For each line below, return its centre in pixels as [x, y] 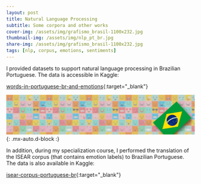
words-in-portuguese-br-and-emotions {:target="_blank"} [77, 86]
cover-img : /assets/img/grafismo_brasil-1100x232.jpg [75, 32]
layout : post [22, 13]
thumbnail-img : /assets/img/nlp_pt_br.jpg [60, 38]
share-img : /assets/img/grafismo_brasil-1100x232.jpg [75, 44]
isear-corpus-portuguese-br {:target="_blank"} [64, 174]
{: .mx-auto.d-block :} [33, 138]
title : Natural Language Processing [52, 19]
